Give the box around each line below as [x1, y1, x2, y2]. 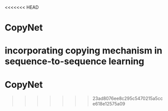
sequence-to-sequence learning [5, 55, 144, 67]
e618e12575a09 [92, 101, 126, 107]
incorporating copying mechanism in [5, 45, 162, 57]
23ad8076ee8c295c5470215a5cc [92, 95, 163, 101]
